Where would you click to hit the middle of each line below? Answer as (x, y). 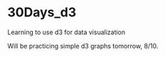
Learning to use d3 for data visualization (66, 32)
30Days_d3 (42, 12)
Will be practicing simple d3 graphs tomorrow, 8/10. (83, 46)
